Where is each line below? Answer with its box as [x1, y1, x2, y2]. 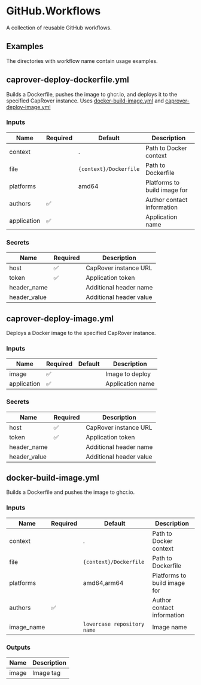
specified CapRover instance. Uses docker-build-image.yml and [6, 97, 165, 104]
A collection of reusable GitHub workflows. [6, 24, 112, 31]
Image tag [32, 668, 61, 677]
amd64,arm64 [83, 578, 124, 587]
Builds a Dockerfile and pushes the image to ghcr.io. [6, 488, 135, 496]
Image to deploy [105, 370, 151, 378]
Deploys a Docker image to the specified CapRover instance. [6, 329, 156, 336]
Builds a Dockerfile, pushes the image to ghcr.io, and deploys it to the [6, 90, 178, 98]
